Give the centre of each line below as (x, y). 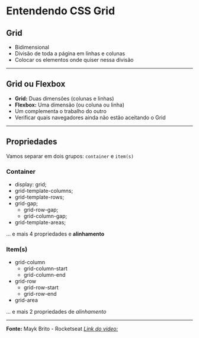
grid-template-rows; (39, 197)
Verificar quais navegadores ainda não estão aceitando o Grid (90, 117)
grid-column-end (45, 275)
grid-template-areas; (40, 222)
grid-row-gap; (41, 209)
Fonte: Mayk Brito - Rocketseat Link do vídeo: (62, 329)
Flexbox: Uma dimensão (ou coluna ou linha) (70, 105)
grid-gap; (26, 203)
